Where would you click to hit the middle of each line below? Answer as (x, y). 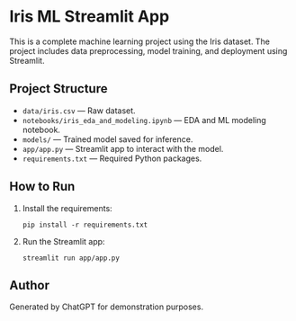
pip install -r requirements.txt (85, 225)
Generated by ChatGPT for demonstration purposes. (107, 307)
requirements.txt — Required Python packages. (112, 158)
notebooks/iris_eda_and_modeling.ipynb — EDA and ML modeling (144, 120)
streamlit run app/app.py (71, 258)
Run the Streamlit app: (63, 241)
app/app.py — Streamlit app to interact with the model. (123, 148)
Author (29, 285)
